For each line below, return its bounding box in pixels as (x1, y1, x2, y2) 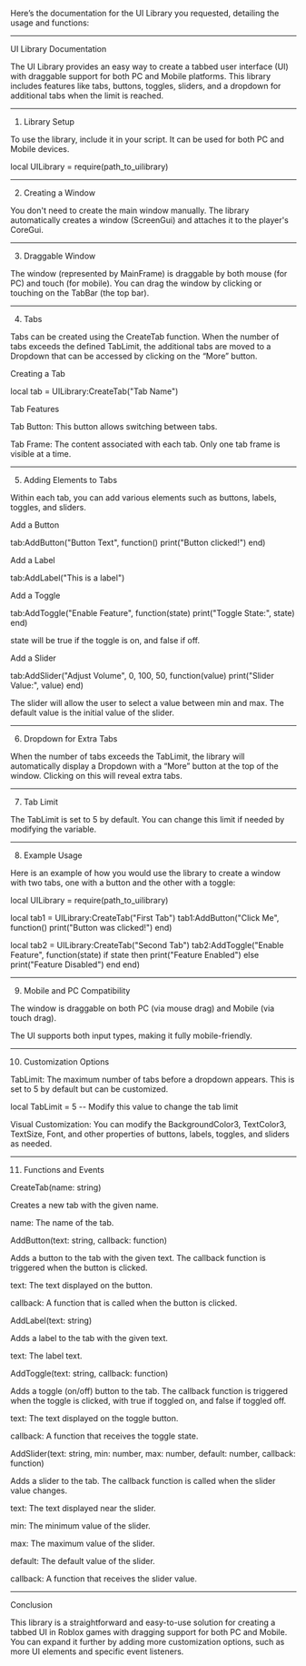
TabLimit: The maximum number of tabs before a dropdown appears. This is (10, 1074, 295, 1085)
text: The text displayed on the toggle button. (10, 1413, 179, 1423)
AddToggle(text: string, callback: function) (10, 1368, 169, 1378)
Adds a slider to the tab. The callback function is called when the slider (10, 1476, 276, 1486)
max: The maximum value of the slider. (10, 1538, 155, 1549)
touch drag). (10, 1013, 57, 1023)
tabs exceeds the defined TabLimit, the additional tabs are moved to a (10, 341, 271, 351)
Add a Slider (10, 652, 57, 663)
